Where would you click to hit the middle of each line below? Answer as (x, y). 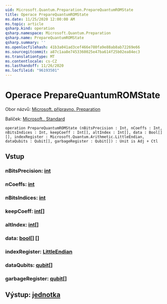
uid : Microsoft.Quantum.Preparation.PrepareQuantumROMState (69, 10)
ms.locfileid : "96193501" (32, 71)
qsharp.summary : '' (26, 43)
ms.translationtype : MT (30, 56)
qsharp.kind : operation (30, 29)
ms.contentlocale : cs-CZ (31, 61)
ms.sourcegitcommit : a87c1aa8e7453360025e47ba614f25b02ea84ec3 (73, 52)
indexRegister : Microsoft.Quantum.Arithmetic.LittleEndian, (79, 137)
